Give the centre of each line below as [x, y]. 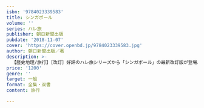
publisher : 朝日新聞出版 [35, 34]
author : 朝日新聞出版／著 [36, 51]
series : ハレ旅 [24, 29]
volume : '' [20, 23]
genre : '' [19, 74]
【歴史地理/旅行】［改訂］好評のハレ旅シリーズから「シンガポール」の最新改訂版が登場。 [107, 62]
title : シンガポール [29, 17]
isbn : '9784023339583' [35, 12]
